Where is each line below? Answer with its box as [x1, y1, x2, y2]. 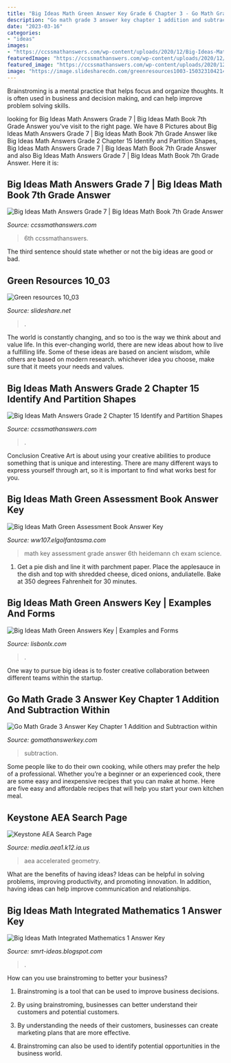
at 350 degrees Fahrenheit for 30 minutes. [16, 577, 137, 586]
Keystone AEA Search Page [7, 812, 128, 823]
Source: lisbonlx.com [7, 639, 67, 648]
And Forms [7, 608, 56, 620]
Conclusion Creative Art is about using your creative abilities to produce [7, 451, 211, 460]
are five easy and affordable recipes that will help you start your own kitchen [7, 785, 224, 793]
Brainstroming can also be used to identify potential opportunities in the [16, 1042, 220, 1050]
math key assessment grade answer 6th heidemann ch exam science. [23, 549, 222, 557]
